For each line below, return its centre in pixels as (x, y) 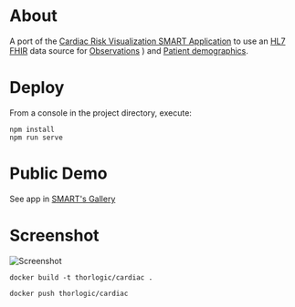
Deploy (37, 88)
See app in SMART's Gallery (63, 199)
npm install (32, 129)
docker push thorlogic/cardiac (69, 293)
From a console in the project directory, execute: (100, 113)
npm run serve (37, 138)
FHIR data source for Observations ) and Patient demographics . (129, 50)
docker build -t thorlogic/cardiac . (81, 277)
